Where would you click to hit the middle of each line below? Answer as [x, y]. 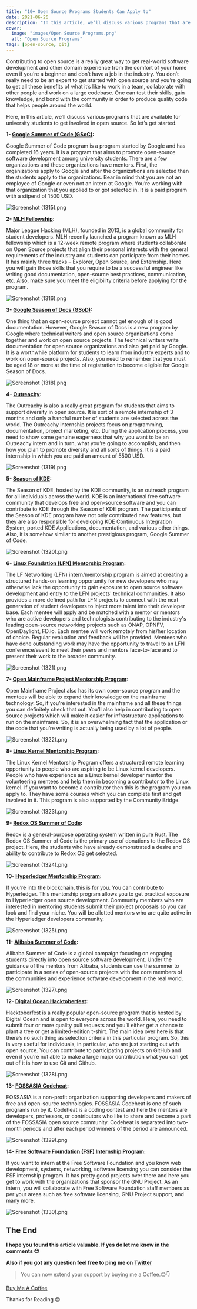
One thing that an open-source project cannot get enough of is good [89, 321]
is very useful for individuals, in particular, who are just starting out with [93, 1044]
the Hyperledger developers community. [55, 919]
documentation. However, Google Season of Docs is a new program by [92, 327]
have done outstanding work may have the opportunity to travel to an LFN [96, 644]
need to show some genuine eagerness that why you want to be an [88, 437]
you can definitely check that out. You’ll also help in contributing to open [94, 709]
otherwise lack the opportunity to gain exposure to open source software [95, 587]
